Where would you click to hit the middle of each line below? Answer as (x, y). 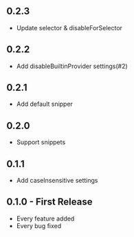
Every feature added (45, 218)
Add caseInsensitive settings (57, 181)
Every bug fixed (39, 225)
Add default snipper (45, 104)
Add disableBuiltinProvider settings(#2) (72, 66)
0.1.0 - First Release (49, 202)
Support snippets (41, 142)
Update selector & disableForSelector (69, 27)
